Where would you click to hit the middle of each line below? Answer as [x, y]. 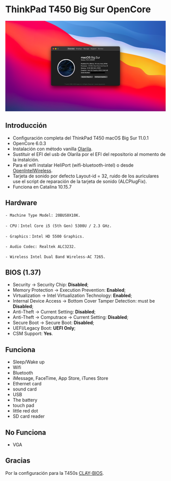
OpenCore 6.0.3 [29, 143]
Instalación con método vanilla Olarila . [52, 149]
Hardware [21, 203]
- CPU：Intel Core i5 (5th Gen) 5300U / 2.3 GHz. [59, 226]
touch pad [23, 405]
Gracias [18, 461]
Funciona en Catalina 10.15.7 [42, 187]
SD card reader [28, 416]
